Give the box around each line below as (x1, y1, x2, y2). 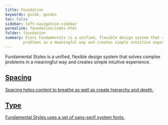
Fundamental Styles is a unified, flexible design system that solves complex (5, 53, 161, 59)
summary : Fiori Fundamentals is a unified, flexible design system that (5, 35, 160, 40)
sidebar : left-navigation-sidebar (5, 21, 77, 26)
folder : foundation (5, 30, 46, 35)
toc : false (5, 16, 28, 21)
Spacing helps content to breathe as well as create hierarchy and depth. (5, 86, 153, 92)
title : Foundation (5, 7, 43, 12)
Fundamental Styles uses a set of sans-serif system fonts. (5, 114, 125, 120)
